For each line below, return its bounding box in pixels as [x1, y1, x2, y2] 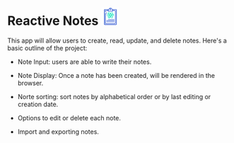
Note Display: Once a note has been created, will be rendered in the [17, 71, 216, 79]
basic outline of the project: [7, 43, 88, 52]
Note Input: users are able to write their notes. [17, 57, 152, 66]
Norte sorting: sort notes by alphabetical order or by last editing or [17, 92, 211, 101]
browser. [17, 79, 44, 87]
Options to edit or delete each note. [17, 113, 122, 122]
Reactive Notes [7, 13, 99, 29]
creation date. [17, 100, 59, 108]
